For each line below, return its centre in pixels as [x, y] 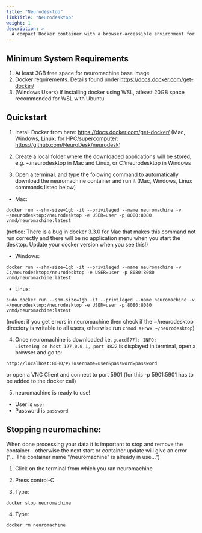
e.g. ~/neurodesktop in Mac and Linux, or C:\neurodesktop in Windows [103, 162]
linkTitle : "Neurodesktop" [40, 17]
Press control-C [35, 480]
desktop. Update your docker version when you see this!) [77, 244]
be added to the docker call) [41, 381]
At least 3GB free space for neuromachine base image [82, 73]
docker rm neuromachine [36, 525]
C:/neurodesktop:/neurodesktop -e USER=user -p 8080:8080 [80, 272]
